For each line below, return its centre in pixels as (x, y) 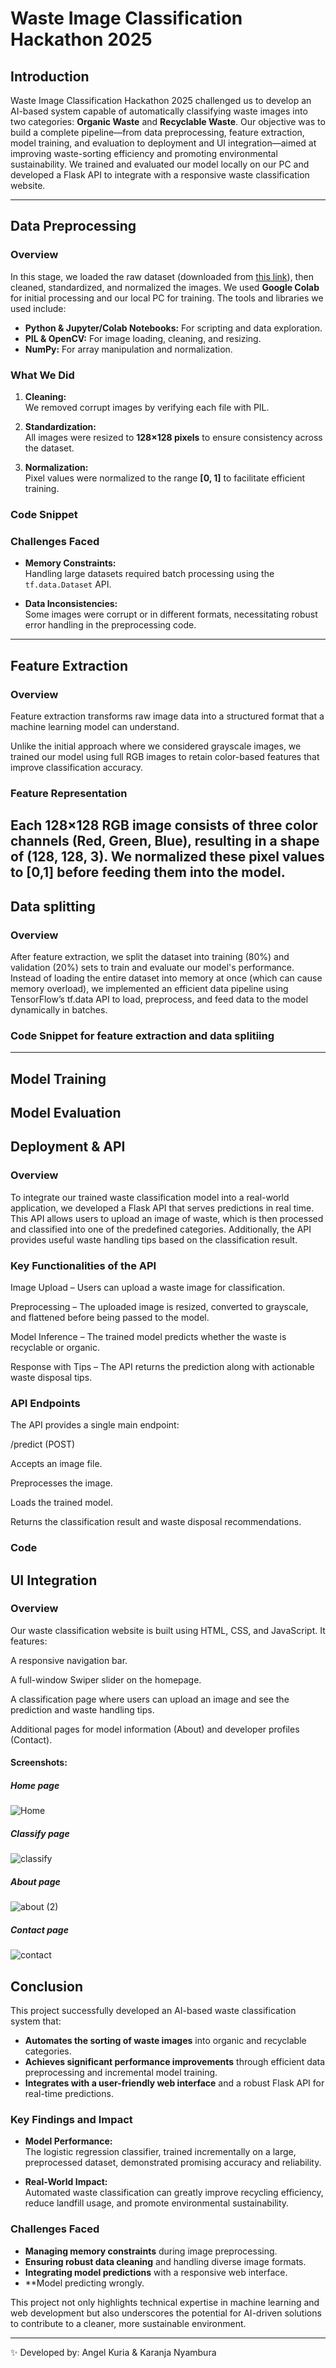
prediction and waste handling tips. (82, 1709)
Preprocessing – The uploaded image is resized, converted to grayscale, (159, 1306)
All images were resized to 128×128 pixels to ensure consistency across (173, 437)
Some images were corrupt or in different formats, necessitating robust (171, 614)
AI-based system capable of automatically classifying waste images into (159, 111)
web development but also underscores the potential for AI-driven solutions (166, 2313)
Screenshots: (39, 1763)
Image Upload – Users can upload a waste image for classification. (147, 1287)
